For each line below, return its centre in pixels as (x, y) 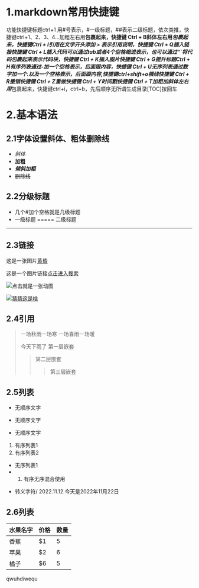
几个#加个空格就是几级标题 (48, 212)
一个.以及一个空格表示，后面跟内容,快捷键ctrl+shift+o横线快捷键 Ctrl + (103, 74)
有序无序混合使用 (44, 479)
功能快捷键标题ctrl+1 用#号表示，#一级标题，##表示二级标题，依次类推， (95, 30)
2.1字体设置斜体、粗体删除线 (58, 139)
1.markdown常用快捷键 (63, 12)
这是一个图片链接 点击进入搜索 (42, 273)
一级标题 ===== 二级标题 (45, 219)
